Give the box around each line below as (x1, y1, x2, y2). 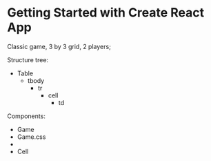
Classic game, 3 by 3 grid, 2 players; (7, 42, 112, 50)
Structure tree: (7, 55, 49, 64)
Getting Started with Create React (7, 5, 205, 21)
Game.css (17, 133, 46, 141)
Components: (7, 112, 46, 120)
